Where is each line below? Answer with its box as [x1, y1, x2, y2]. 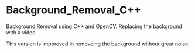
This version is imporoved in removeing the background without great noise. [6, 40, 190, 47]
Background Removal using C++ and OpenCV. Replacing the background [6, 23, 183, 30]
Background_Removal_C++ [6, 3, 142, 17]
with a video [6, 29, 36, 36]
